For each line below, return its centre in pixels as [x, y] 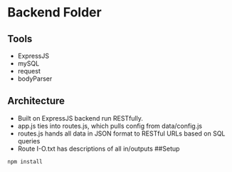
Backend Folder [54, 12]
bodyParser [35, 79]
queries [29, 141]
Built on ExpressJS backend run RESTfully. [80, 118]
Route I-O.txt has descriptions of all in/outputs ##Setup [99, 148]
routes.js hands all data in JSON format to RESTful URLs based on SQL [121, 133]
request [29, 71]
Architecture [36, 101]
